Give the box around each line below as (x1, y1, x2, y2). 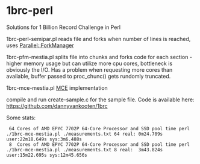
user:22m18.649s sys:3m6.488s (6, 136, 83, 142)
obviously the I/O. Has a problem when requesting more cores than (6, 66, 173, 73)
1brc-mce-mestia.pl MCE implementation (6, 84, 108, 91)
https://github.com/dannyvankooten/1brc (6, 102, 108, 109)
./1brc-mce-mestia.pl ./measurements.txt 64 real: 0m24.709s (6, 131, 163, 137)
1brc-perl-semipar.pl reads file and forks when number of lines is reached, (6, 35, 191, 42)
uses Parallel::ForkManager (6, 42, 74, 49)
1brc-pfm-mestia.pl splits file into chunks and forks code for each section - (6, 53, 193, 60)
